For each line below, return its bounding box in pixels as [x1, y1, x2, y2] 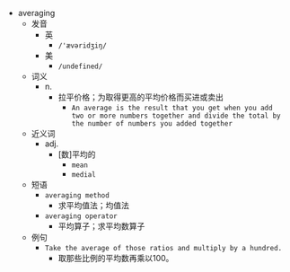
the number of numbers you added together [71, 119, 233, 128]
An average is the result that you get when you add [71, 103, 273, 112]
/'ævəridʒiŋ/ [57, 41, 108, 50]
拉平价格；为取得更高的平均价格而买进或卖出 [57, 92, 224, 102]
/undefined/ [57, 62, 103, 71]
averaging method [44, 191, 110, 200]
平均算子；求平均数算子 [57, 221, 145, 232]
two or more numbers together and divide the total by [71, 111, 281, 120]
